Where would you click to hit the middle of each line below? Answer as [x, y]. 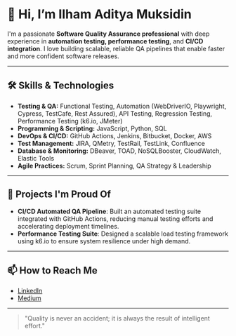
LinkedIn [30, 291]
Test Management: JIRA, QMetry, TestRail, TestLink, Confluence [111, 143]
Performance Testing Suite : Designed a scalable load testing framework [123, 234]
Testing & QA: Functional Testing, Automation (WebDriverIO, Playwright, [122, 106]
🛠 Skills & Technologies [61, 86]
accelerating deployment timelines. [68, 226]
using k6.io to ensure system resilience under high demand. [104, 241]
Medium [29, 298]
